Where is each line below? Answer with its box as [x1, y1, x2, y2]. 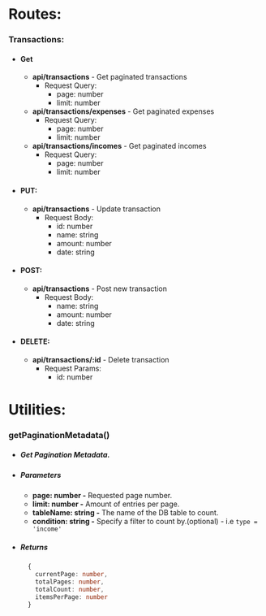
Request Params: [44, 363, 101, 373]
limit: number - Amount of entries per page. [32, 499, 180, 509]
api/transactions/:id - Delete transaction [32, 354, 169, 364]
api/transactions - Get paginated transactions [32, 72, 188, 82]
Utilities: [8, 401, 66, 419]
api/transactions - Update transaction [32, 204, 161, 214]
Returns [19, 542, 49, 552]
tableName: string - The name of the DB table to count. [32, 508, 219, 518]
